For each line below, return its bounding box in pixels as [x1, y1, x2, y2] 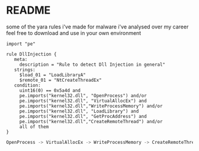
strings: [14, 66, 36, 73]
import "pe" [6, 41, 36, 47]
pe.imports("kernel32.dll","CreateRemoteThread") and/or [19, 118, 163, 124]
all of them [19, 124, 49, 130]
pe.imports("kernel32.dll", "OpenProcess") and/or [19, 92, 147, 98]
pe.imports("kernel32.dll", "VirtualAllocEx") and [19, 98, 147, 104]
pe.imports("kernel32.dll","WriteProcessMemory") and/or [19, 103, 163, 109]
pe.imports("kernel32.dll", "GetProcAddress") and [19, 113, 147, 119]
